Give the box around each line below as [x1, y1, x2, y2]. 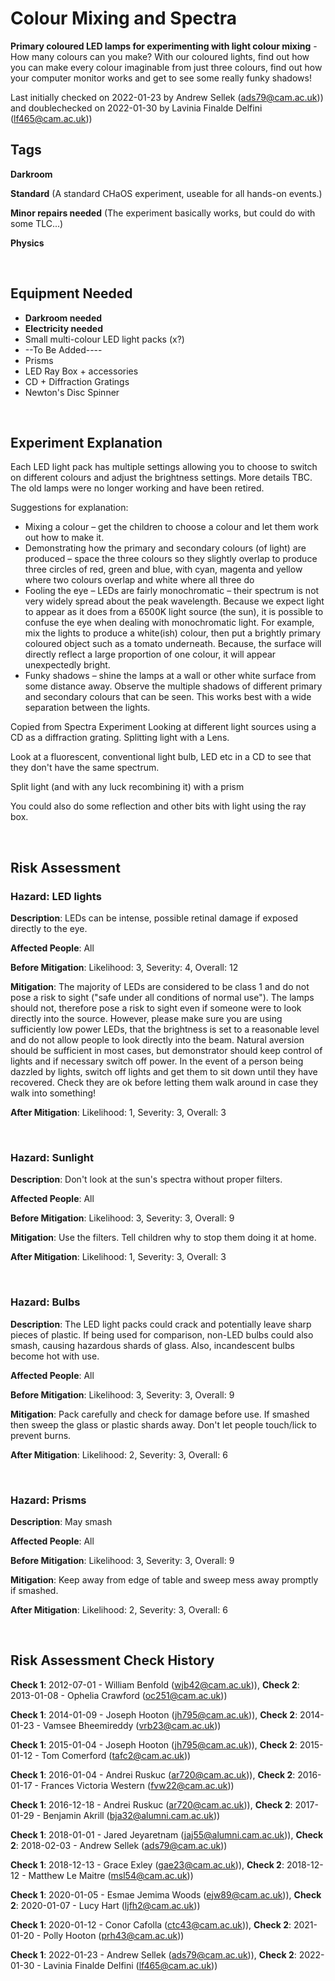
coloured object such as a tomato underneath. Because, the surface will [24, 638, 322, 650]
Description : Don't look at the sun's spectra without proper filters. [10, 1173, 283, 1186]
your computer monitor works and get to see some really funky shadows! [10, 72, 312, 84]
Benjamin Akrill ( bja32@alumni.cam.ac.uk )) [43, 1809, 221, 1821]
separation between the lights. [24, 702, 151, 714]
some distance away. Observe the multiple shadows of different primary [24, 680, 323, 692]
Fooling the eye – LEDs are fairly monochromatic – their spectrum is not [24, 585, 320, 597]
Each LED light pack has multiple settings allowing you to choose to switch [10, 461, 318, 473]
